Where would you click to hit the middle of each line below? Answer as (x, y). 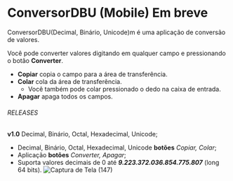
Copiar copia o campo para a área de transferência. (92, 74)
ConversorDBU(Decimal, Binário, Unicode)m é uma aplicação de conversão (116, 32)
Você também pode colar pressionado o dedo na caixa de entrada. (124, 89)
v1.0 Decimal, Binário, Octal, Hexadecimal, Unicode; (82, 134)
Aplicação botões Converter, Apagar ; (72, 155)
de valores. (24, 39)
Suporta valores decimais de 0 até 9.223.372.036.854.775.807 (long (118, 163)
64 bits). (29, 170)
